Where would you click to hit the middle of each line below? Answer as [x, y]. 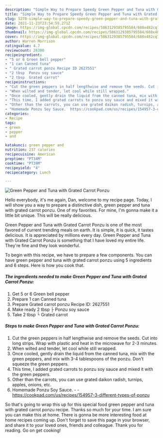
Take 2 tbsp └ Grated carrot [40, 315]
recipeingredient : [24, 55]
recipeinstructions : [26, 82]
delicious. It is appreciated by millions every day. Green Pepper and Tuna [78, 235]
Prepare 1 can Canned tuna [39, 299]
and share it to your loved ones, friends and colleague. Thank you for [74, 425]
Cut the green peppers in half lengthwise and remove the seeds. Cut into [85, 338]
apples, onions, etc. [32, 385]
